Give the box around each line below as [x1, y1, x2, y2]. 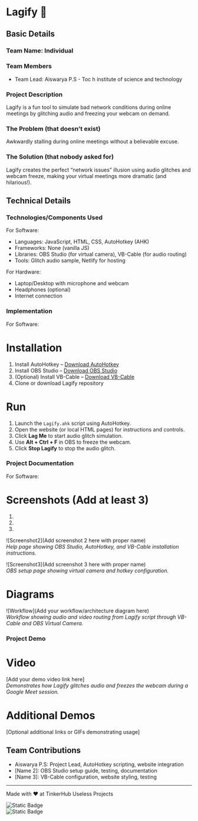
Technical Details [6, 196, 71, 206]
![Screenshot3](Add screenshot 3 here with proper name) [6, 560, 146, 568]
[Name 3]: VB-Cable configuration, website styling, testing [14, 773, 157, 780]
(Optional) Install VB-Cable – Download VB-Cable [14, 373, 134, 380]
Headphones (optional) [14, 286, 71, 294]
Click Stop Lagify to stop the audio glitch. [14, 444, 116, 451]
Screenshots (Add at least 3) [6, 493, 149, 507]
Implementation [6, 307, 53, 315]
